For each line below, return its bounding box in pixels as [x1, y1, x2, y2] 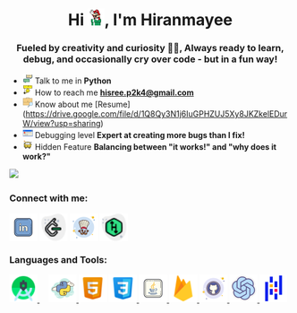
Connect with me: [9, 192, 89, 204]
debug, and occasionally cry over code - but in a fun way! [22, 53, 278, 65]
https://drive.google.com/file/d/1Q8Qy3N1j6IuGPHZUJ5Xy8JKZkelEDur [25, 109, 288, 119]
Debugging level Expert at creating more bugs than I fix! [34, 130, 245, 141]
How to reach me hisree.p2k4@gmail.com [34, 87, 194, 98]
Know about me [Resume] [34, 99, 132, 110]
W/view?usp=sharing [21, 118, 101, 129]
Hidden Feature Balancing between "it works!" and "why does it [34, 142, 277, 152]
